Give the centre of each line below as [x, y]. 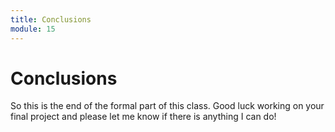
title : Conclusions [51, 19]
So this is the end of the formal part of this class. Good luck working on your [167, 106]
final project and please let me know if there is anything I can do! [143, 117]
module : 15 [33, 29]
